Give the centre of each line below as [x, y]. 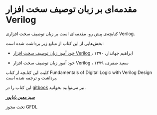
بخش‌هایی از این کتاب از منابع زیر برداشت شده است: [55, 43]
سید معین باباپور [20, 97]
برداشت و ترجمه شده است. [32, 77]
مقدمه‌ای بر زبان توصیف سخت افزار [71, 9]
